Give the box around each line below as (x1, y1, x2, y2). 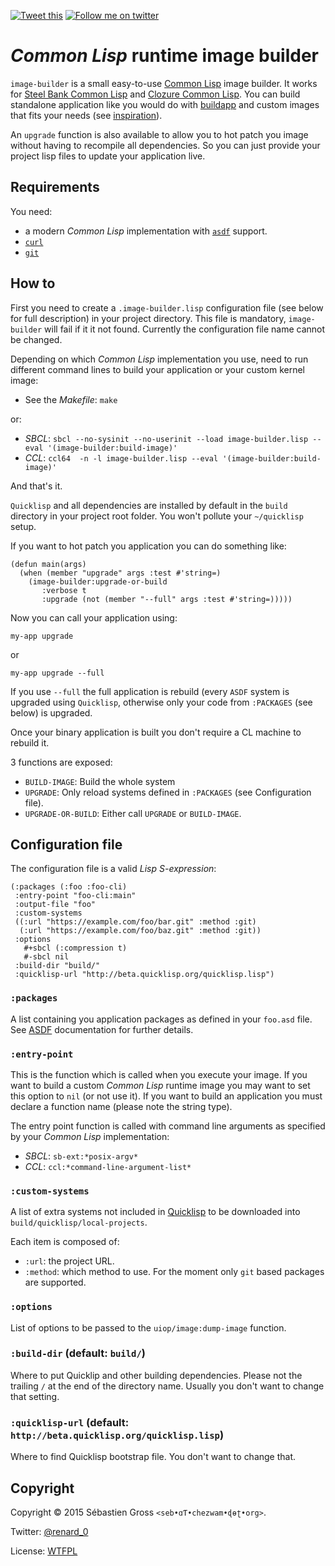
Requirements (10, 179, 100, 196)
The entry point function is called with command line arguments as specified (10, 1120, 326, 1132)
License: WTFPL (10, 1545, 78, 1557)
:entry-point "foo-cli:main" (14, 891, 137, 901)
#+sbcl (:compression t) (23, 943, 128, 954)
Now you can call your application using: (10, 611, 178, 624)
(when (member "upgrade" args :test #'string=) (19, 568, 222, 578)
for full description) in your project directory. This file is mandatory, (10, 312, 287, 324)
